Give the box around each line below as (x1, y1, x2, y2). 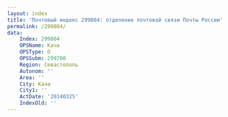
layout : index (7, 10, 48, 17)
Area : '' (19, 74, 45, 81)
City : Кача (19, 81, 51, 87)
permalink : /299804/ (7, 23, 67, 30)
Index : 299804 (19, 36, 60, 43)
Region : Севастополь (19, 61, 79, 68)
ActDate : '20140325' (19, 94, 79, 100)
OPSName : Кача (19, 42, 60, 49)
